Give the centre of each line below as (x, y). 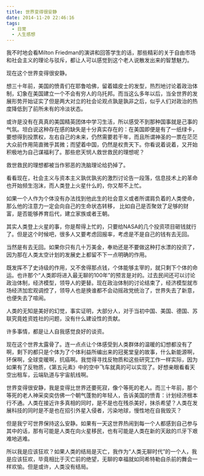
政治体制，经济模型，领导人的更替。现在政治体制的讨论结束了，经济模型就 (99, 283)
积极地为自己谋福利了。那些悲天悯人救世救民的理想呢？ (75, 152)
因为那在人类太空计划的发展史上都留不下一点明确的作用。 (78, 255)
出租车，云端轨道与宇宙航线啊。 (51, 375)
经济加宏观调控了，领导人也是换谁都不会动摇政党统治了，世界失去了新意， (104, 291)
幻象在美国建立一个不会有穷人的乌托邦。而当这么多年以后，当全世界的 (104, 94)
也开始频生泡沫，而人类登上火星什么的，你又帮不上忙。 (75, 185)
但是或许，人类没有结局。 (59, 467)
